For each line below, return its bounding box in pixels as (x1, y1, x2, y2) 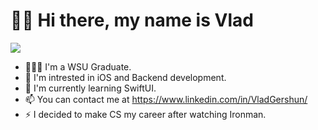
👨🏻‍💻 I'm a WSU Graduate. (24, 60, 132, 73)
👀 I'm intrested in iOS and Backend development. (24, 71, 227, 83)
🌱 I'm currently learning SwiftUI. (24, 82, 157, 94)
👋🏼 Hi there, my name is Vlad (10, 9, 254, 32)
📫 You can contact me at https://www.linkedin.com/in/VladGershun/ (24, 93, 308, 105)
